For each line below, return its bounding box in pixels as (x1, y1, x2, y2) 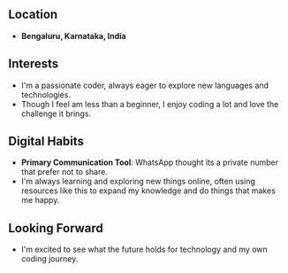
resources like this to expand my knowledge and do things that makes (20, 185, 276, 196)
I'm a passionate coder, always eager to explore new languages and (20, 80, 269, 90)
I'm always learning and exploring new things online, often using (20, 176, 255, 187)
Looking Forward (8, 221, 103, 236)
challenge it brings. (20, 108, 92, 119)
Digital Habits (8, 134, 85, 149)
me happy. (20, 195, 60, 206)
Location (8, 7, 58, 22)
